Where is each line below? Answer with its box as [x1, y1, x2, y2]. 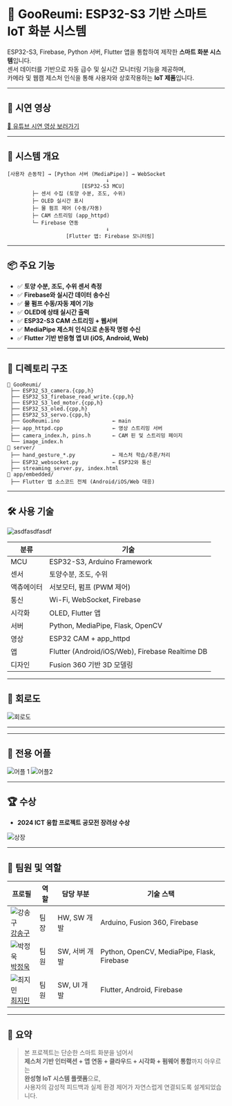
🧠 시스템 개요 [7, 151, 60, 162]
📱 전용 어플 [7, 748, 52, 759]
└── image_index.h [10, 438, 64, 445]
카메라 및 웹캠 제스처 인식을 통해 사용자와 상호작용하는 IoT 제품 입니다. [7, 73, 195, 81]
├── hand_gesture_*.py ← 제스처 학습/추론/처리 [10, 452, 171, 459]
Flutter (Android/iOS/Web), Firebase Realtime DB [49, 647, 208, 656]
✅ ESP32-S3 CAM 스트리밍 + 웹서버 [17, 317, 118, 325]
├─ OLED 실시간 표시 [32, 197, 84, 204]
